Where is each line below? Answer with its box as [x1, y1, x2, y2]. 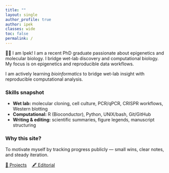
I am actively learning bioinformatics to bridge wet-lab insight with [5, 70, 144, 77]
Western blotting [12, 106, 48, 112]
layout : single [5, 12, 38, 17]
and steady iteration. [5, 152, 49, 158]
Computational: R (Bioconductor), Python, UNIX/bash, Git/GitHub [12, 111, 152, 117]
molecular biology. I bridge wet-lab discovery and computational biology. [5, 55, 159, 61]
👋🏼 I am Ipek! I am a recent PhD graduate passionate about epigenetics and [5, 50, 164, 56]
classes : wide [5, 27, 36, 32]
